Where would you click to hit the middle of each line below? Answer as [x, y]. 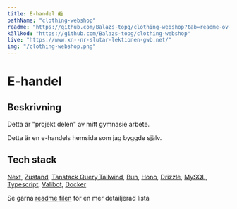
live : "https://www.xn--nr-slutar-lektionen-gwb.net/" [90, 40]
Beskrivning [35, 107]
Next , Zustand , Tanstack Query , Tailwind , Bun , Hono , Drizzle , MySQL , [108, 177]
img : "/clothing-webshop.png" [52, 46]
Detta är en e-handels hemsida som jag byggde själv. [85, 138]
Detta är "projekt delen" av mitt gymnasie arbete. [79, 124]
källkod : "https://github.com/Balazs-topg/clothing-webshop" [99, 33]
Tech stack [32, 160]
